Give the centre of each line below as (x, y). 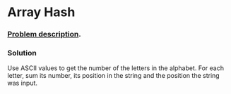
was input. (22, 83)
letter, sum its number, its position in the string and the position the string (114, 76)
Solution (22, 53)
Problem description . (44, 34)
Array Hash (41, 12)
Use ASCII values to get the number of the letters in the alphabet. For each (116, 68)
